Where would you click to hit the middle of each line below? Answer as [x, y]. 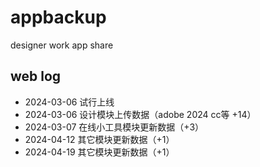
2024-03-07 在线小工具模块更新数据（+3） [114, 127]
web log [36, 76]
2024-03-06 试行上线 [69, 102]
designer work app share [62, 45]
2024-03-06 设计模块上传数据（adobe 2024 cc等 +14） [140, 114]
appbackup [58, 17]
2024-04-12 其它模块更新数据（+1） [99, 139]
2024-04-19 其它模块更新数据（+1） [99, 152]
